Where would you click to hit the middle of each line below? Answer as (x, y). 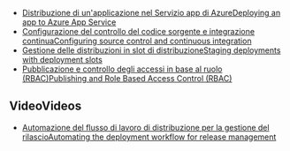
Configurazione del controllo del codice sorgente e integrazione (138, 31)
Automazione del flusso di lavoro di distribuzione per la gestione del (145, 127)
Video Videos (46, 106)
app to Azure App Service (69, 22)
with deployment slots (62, 60)
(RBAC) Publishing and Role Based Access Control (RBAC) (127, 78)
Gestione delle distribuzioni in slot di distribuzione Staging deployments (151, 50)
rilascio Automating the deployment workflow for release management (149, 137)
